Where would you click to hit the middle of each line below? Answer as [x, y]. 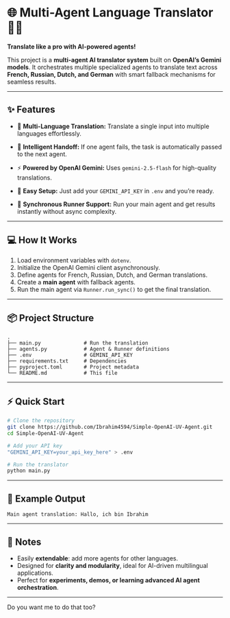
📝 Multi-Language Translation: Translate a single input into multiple [113, 126]
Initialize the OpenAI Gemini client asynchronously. [89, 267]
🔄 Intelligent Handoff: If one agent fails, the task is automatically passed [119, 147]
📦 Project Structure [51, 318]
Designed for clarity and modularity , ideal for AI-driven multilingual [113, 565]
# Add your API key [35, 446]
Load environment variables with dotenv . [74, 260]
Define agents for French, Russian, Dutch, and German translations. [112, 275]
